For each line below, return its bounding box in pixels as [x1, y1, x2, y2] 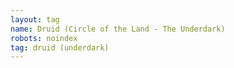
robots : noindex [10, 33, 78, 43]
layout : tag [10, 14, 60, 25]
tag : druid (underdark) [10, 42, 110, 53]
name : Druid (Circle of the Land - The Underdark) [10, 24, 226, 34]
